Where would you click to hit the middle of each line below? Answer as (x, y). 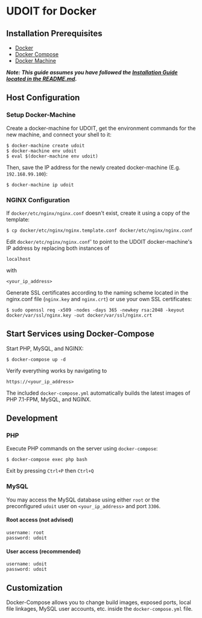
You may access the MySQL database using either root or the (83, 500)
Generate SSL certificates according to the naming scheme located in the (97, 292)
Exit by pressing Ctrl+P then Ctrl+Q (50, 471)
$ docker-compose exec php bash (47, 460)
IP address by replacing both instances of (58, 248)
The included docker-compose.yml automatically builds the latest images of (98, 393)
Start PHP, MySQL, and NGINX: (45, 348)
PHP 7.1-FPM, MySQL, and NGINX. (49, 399)
